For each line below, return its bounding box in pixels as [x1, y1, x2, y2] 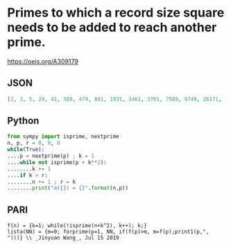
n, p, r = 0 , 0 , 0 [7, 140, 60, 147]
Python [7, 115, 40, 127]
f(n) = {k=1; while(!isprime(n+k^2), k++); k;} [7, 222, 148, 229]
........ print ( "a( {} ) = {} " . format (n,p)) [7, 185, 129, 192]
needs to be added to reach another [7, 19, 217, 35]
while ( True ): [7, 146, 45, 153]
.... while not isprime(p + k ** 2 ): [7, 159, 107, 166]
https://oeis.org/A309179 [7, 57, 78, 65]
